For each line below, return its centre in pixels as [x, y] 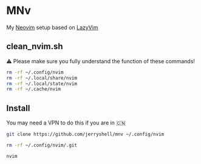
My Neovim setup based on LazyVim [52, 27]
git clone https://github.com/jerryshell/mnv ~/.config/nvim [85, 134]
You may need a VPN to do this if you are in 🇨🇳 [66, 123]
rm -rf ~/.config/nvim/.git [42, 145]
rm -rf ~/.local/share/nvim [42, 78]
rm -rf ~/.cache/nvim [34, 89]
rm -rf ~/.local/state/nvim [42, 84]
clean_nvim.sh [35, 46]
